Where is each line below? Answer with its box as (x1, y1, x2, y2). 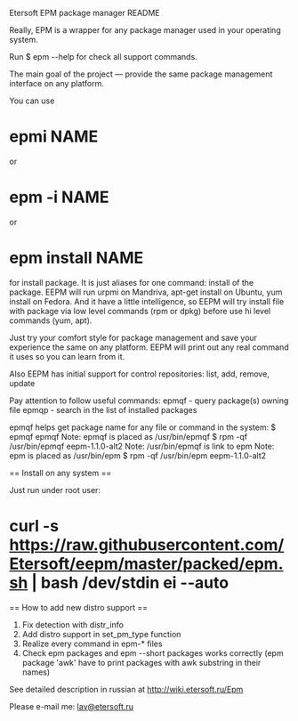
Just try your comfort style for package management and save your (9, 332, 258, 343)
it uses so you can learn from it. (9, 351, 125, 361)
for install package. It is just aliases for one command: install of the (9, 277, 254, 288)
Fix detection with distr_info (21, 619, 125, 630)
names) (21, 667, 51, 677)
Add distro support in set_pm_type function (21, 628, 181, 639)
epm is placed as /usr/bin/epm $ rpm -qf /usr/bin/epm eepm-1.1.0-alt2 (9, 450, 267, 461)
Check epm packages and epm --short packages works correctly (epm (21, 647, 284, 658)
